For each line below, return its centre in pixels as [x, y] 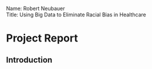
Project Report [42, 38]
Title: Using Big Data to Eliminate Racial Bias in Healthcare [76, 15]
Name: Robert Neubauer [36, 8]
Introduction [29, 60]
